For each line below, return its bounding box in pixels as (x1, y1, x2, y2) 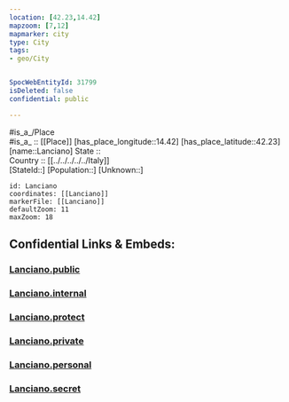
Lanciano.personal (9, 359, 92, 371)
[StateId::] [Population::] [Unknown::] (9, 164, 144, 175)
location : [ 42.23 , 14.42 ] (9, 12, 101, 22)
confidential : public (9, 94, 90, 103)
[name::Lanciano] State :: (9, 146, 101, 156)
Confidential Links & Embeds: (9, 237, 176, 252)
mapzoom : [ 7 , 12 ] (9, 21, 69, 30)
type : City (9, 37, 50, 47)
